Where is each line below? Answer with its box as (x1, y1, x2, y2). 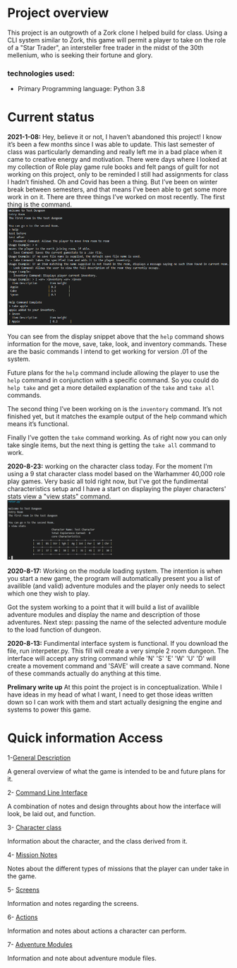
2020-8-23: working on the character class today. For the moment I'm (7, 461, 213, 471)
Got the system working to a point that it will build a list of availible (7, 603, 200, 611)
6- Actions (7, 913, 38, 921)
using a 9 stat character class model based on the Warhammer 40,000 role (7, 469, 226, 478)
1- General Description (7, 753, 71, 762)
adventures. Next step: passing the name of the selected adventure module (7, 618, 227, 626)
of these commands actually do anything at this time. (7, 669, 162, 678)
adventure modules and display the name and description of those (7, 610, 200, 619)
